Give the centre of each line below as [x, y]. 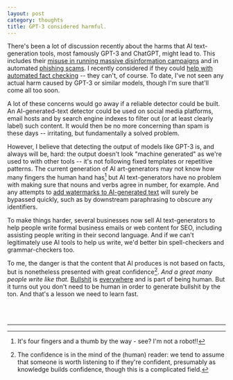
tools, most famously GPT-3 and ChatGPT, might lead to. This [127, 53]
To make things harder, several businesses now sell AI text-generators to [111, 221]
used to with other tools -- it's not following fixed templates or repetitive [110, 162]
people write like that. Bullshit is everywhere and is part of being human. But [116, 279]
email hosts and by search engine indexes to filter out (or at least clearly [110, 119]
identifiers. [23, 207]
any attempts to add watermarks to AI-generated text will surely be [103, 192]
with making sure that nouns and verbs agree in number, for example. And [113, 185]
